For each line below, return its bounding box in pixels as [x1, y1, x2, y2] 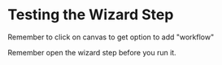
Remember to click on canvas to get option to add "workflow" [7, 32, 215, 42]
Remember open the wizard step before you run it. [7, 47, 176, 57]
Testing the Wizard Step [7, 6, 174, 24]
